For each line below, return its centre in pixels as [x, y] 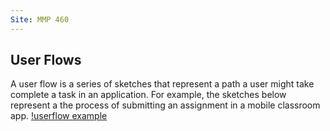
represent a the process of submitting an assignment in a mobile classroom [165, 105]
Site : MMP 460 [40, 19]
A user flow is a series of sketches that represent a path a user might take [162, 84]
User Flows [46, 60]
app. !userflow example [59, 116]
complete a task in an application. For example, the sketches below [148, 95]
